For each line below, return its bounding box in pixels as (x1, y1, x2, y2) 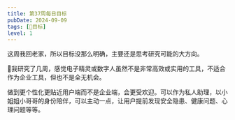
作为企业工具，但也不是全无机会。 (7, 73, 106, 82)
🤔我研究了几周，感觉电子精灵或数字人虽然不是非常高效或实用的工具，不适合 (7, 64, 226, 73)
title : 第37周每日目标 (7, 10, 67, 17)
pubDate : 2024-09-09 (7, 17, 68, 24)
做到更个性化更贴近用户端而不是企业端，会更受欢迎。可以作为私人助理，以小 (7, 88, 228, 96)
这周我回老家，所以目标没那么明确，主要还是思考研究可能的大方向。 (7, 50, 204, 58)
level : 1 (7, 29, 33, 37)
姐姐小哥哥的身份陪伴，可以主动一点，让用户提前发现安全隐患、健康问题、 (7, 97, 222, 105)
